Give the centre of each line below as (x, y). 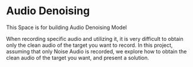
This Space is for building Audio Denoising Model (67, 27)
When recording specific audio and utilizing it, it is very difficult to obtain (95, 39)
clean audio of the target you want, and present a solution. (78, 58)
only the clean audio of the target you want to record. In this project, (90, 45)
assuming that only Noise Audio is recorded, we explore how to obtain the (96, 51)
